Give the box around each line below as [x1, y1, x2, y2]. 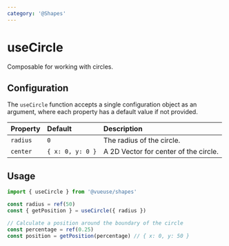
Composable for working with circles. [7, 63, 114, 71]
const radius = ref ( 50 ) [7, 201, 76, 208]
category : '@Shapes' [7, 10, 67, 17]
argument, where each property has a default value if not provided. [7, 108, 198, 116]
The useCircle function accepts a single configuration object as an [7, 100, 197, 109]
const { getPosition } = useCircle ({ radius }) [7, 207, 147, 214]
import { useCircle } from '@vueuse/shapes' [7, 188, 137, 196]
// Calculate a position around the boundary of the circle [7, 219, 184, 227]
